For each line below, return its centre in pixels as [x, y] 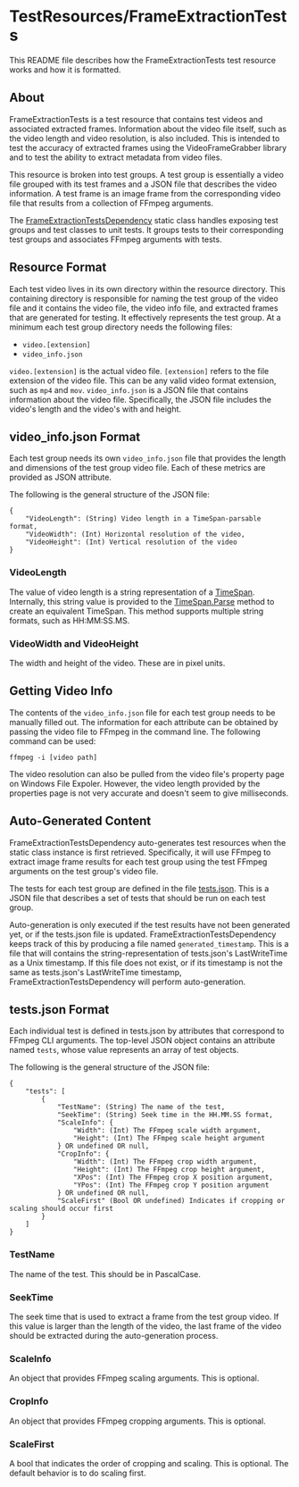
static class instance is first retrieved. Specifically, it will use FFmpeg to [140, 852]
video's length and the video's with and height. [95, 409]
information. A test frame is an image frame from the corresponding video [145, 193]
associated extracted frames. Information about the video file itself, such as [148, 129]
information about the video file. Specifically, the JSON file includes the [141, 399]
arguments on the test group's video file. [84, 871]
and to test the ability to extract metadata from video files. [116, 157]
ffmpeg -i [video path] [54, 757]
